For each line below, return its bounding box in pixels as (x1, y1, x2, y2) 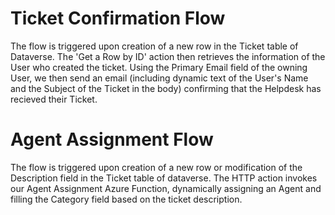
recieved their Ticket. (10, 93, 98, 105)
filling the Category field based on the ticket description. (10, 193, 243, 205)
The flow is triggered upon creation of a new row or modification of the (10, 161, 303, 173)
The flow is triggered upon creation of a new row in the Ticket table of (10, 40, 299, 52)
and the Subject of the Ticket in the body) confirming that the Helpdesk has (10, 82, 322, 94)
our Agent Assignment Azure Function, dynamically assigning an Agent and (10, 182, 322, 194)
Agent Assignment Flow (10, 128, 214, 151)
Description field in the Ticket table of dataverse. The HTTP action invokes (10, 172, 318, 184)
